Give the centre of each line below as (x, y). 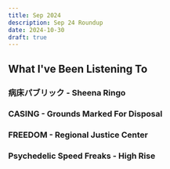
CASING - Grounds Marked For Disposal (85, 114)
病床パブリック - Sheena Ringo (67, 92)
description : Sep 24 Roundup (56, 23)
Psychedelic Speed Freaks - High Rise (82, 156)
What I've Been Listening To (78, 68)
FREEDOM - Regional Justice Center (78, 135)
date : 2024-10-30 (36, 30)
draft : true (27, 37)
